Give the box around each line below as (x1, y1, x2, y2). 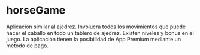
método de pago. (6, 42, 49, 49)
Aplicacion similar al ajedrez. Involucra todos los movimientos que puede (6, 23, 186, 30)
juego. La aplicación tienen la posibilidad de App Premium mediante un (6, 35, 181, 43)
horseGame (6, 4, 66, 17)
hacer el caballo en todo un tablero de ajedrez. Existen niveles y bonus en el (6, 29, 195, 36)
